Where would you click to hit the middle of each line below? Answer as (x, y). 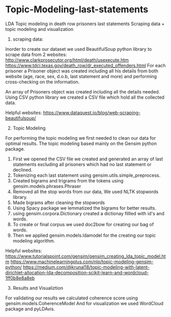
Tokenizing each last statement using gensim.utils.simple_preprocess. (87, 175)
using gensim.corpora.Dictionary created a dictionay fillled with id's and (89, 213)
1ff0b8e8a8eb (20, 278)
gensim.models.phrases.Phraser (47, 186)
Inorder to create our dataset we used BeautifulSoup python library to (79, 49)
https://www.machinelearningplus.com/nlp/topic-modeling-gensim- (82, 262)
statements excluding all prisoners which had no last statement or (82, 164)
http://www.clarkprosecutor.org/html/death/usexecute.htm (67, 60)
